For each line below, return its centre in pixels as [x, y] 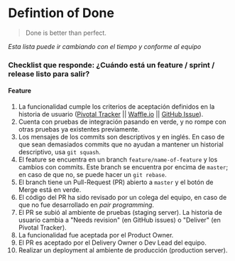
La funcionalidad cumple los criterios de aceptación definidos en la [116, 107]
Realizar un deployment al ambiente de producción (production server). [123, 250]
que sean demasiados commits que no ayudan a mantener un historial [121, 144]
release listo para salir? [49, 74]
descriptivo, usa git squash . [60, 152]
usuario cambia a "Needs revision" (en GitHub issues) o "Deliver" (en [119, 220]
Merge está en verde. [50, 190]
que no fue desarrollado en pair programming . [86, 205]
